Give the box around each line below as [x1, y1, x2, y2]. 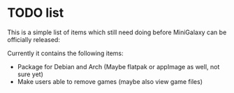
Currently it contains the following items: [7, 49, 124, 57]
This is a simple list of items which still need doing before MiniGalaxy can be [7, 28, 227, 36]
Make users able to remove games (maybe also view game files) [17, 77, 203, 85]
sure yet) [17, 70, 44, 78]
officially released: [7, 35, 61, 43]
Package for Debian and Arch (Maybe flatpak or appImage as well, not [17, 62, 220, 71]
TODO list [7, 5, 64, 21]
